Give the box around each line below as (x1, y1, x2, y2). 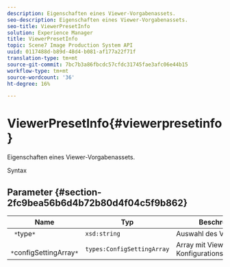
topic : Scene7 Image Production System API (7, 42, 133, 49)
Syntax (7, 166, 27, 175)
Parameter (7, 186, 53, 198)
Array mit (175, 240, 206, 249)
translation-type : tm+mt (7, 55, 78, 62)
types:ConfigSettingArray (85, 245, 170, 253)
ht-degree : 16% (7, 80, 51, 87)
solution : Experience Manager (7, 29, 94, 36)
